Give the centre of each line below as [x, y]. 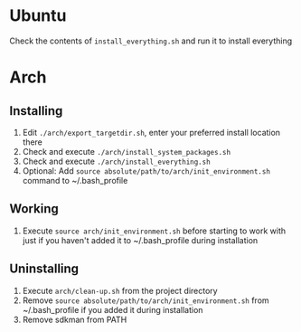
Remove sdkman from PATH [75, 319]
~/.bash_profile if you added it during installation [113, 309]
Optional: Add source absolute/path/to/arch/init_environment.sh [146, 171]
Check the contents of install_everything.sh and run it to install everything [151, 41]
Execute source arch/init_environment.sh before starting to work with [154, 231]
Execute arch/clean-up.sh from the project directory [120, 290]
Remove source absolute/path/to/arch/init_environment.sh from [146, 300]
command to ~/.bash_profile [75, 180]
